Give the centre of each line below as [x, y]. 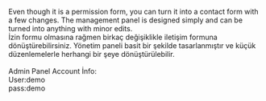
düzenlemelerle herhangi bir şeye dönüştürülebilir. [91, 54]
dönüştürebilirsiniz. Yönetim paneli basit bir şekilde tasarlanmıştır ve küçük [132, 46]
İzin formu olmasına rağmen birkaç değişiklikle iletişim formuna [113, 37]
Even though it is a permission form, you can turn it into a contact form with [134, 12]
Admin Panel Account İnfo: [53, 71]
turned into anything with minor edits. [71, 28]
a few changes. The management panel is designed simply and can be [126, 20]
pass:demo [27, 88]
